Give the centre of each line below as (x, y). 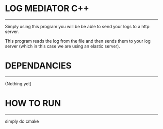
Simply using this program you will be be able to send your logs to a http (77, 26)
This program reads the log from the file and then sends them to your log (78, 41)
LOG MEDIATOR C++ (47, 8)
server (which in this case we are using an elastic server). (63, 46)
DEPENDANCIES (38, 66)
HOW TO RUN (33, 104)
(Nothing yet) (18, 83)
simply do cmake (22, 121)
